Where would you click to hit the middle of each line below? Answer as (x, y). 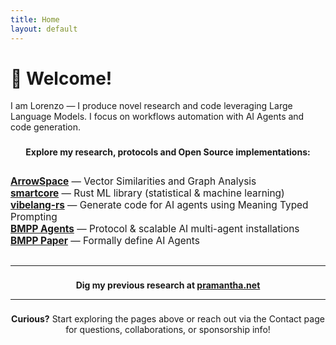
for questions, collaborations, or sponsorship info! (168, 330)
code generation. (46, 127)
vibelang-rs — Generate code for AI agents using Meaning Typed (159, 205)
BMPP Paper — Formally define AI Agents (105, 241)
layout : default (44, 29)
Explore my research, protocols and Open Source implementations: (168, 152)
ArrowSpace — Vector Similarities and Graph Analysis (133, 181)
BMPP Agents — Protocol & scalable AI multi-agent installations (155, 229)
